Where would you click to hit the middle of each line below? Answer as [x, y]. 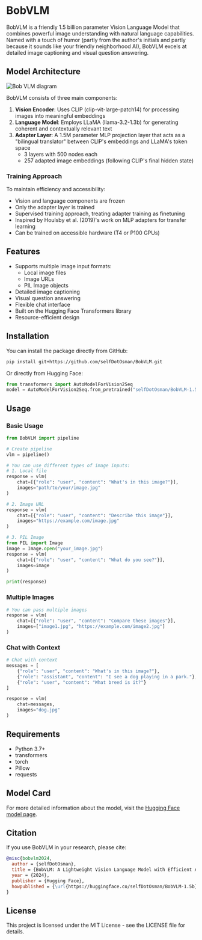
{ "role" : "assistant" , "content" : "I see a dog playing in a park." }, [107, 677]
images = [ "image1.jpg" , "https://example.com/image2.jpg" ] [91, 627]
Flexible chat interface [42, 304]
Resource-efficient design [47, 317]
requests [26, 774]
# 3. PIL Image [25, 538]
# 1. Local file [26, 471]
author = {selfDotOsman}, [44, 864]
